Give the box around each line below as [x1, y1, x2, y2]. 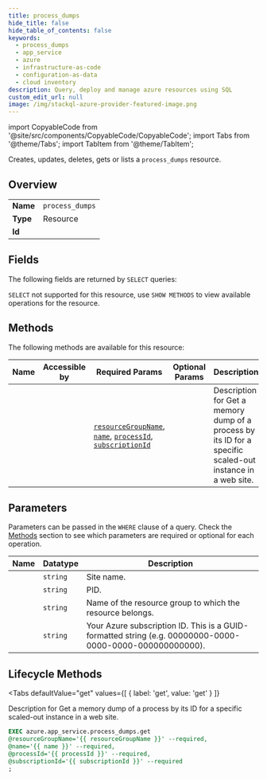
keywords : [8, 33, 41, 42]
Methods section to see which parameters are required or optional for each [8, 531, 254, 540]
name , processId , [93, 431, 153, 442]
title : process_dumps [8, 11, 80, 20]
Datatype [42, 558, 79, 569]
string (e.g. [125, 630, 166, 642]
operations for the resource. [8, 298, 101, 307]
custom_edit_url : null [8, 93, 83, 101]
